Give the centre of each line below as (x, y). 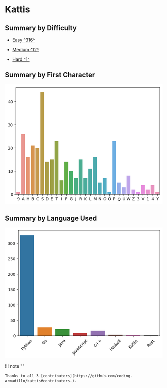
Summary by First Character (50, 75)
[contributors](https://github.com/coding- (87, 376)
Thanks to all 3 (22, 376)
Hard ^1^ (21, 59)
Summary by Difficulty (41, 28)
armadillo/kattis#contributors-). (41, 381)
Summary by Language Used (51, 218)
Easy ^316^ (24, 40)
